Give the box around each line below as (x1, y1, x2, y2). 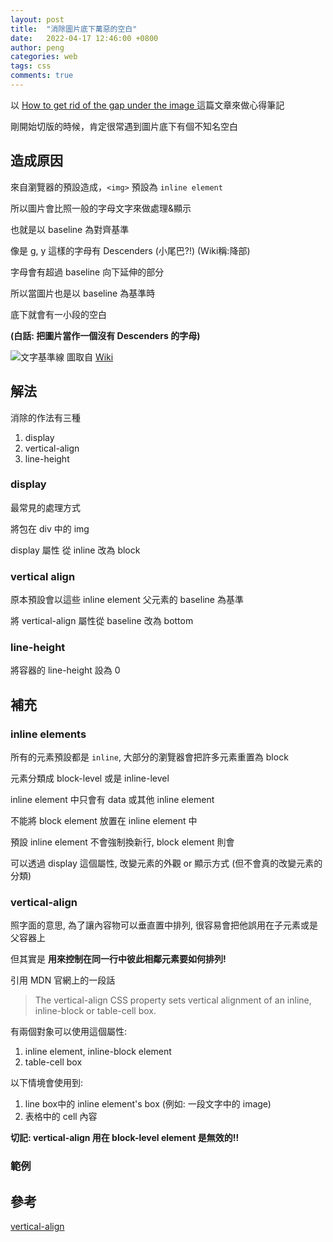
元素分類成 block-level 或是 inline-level (10, 772, 170, 785)
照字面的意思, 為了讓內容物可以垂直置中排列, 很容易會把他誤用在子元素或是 (10, 919, 318, 931)
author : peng (10, 42, 65, 53)
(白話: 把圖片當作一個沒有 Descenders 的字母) (10, 329, 201, 341)
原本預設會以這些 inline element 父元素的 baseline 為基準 (10, 594, 244, 606)
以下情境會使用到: (10, 1077, 84, 1089)
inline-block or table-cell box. (34, 1005, 157, 1017)
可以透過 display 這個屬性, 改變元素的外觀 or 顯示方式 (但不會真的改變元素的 (10, 857, 323, 870)
